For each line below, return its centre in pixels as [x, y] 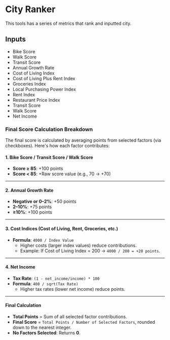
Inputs [16, 39]
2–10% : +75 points [32, 207]
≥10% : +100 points [32, 212]
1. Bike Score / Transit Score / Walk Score [49, 157]
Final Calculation [23, 306]
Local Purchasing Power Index [44, 89]
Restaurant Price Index [36, 100]
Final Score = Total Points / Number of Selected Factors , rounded [84, 322]
